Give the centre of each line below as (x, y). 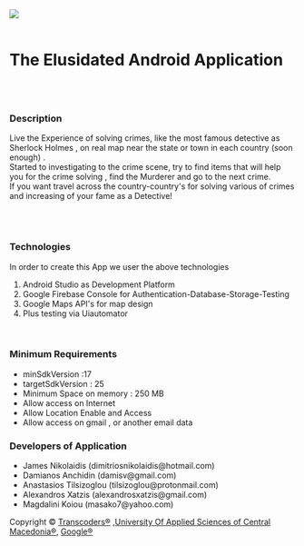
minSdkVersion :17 (57, 374)
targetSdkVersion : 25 (63, 383)
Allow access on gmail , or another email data (108, 422)
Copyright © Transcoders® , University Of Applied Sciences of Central (140, 522)
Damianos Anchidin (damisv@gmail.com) (99, 475)
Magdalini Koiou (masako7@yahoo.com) (98, 504)
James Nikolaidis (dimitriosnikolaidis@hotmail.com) (118, 466)
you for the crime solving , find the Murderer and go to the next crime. (140, 177)
